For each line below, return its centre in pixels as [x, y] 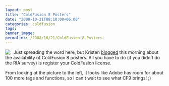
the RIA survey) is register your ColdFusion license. [59, 63]
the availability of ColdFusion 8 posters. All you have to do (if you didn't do [83, 57]
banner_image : [20, 33]
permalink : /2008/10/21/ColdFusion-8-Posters [54, 38]
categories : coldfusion [30, 24]
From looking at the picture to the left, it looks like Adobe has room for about [84, 72]
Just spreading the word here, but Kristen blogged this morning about [86, 52]
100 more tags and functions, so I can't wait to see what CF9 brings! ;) [78, 78]
